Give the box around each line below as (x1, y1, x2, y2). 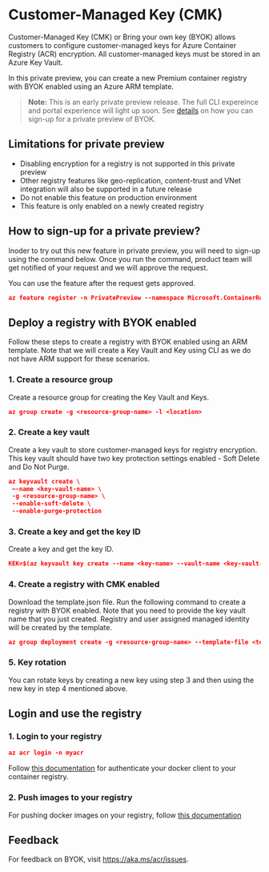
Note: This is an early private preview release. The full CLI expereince (27, 97, 259, 106)
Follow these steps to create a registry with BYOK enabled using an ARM (8, 337, 248, 347)
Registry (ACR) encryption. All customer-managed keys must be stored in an (8, 49, 260, 58)
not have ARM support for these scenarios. (8, 354, 151, 364)
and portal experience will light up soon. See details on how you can (27, 106, 254, 115)
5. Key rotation (8, 657, 66, 668)
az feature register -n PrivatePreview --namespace (8, 294, 184, 302)
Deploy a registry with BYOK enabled (8, 315, 197, 329)
